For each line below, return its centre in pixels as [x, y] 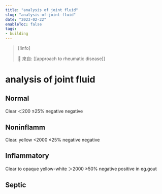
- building [17, 34]
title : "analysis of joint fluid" [42, 10]
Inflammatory [27, 156]
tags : [11, 29]
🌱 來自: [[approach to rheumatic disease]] [61, 59]
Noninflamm [25, 128]
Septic [16, 185]
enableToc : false [24, 24]
